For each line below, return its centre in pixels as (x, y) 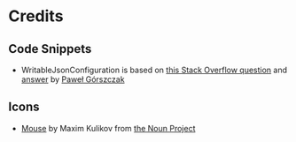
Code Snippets (50, 49)
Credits (36, 16)
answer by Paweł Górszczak (73, 79)
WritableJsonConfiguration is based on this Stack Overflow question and (154, 70)
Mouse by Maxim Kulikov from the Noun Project (108, 128)
